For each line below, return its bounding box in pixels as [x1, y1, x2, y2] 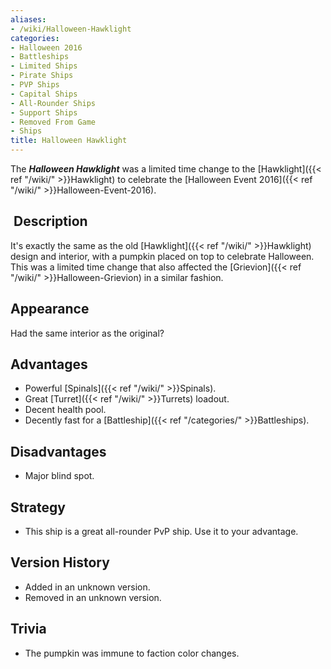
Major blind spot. [24, 470, 95, 482]
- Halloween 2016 [10, 42, 83, 53]
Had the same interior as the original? [10, 327, 165, 339]
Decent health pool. [24, 404, 107, 416]
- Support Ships [10, 107, 78, 118]
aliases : [10, 14, 47, 25]
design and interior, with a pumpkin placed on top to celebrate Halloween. [10, 250, 315, 262]
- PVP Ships [10, 80, 60, 90]
